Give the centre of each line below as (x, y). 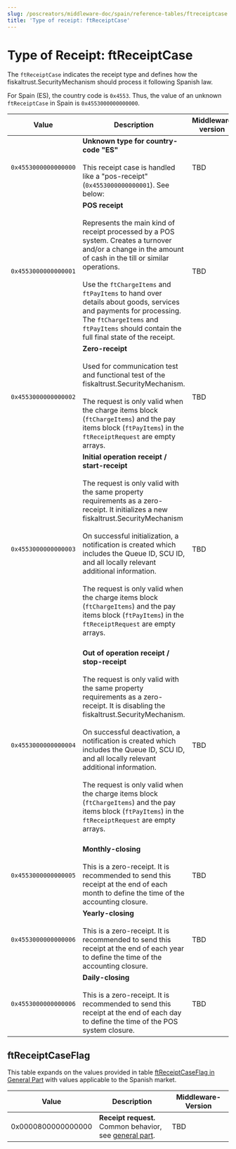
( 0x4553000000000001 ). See (126, 185)
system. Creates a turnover (127, 241)
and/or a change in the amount (133, 249)
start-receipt (105, 466)
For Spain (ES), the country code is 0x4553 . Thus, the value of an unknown (114, 96)
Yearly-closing (109, 913)
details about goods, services (131, 302)
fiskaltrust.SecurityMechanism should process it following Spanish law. (110, 82)
